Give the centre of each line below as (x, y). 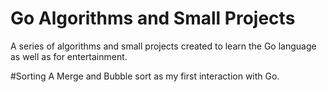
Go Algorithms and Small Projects (153, 18)
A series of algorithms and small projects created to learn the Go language (163, 46)
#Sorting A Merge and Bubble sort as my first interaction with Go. (145, 76)
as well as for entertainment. (69, 56)
